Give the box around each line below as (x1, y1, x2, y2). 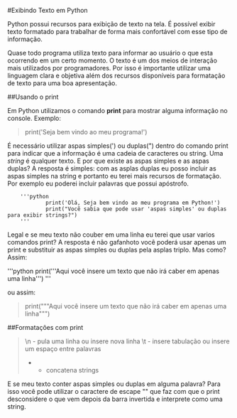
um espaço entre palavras (24, 345, 101, 353)
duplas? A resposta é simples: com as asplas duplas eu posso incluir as (7, 164, 216, 173)
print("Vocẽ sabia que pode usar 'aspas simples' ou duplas (45, 205, 227, 213)
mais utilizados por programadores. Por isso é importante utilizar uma (7, 64, 211, 72)
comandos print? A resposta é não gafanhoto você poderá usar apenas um (7, 238, 227, 246)
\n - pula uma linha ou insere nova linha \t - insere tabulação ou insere (24, 337, 231, 345)
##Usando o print (7, 92, 59, 101)
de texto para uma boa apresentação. (7, 79, 117, 87)
